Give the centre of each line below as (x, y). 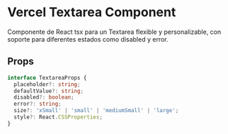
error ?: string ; (38, 104)
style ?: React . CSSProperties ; (58, 117)
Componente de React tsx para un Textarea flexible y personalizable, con (114, 32)
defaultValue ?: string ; (49, 91)
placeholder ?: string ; (47, 84)
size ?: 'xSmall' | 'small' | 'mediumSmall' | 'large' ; (96, 111)
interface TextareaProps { (47, 78)
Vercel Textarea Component (92, 12)
